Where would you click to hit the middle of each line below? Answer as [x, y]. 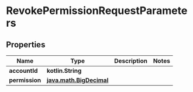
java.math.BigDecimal [77, 80]
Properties [26, 45]
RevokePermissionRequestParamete [97, 11]
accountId [23, 71]
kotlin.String [64, 71]
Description [131, 61]
